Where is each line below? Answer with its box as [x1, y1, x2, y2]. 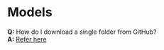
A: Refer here [7, 35, 47, 43]
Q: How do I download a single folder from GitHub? [7, 27, 157, 36]
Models [7, 4, 53, 20]
